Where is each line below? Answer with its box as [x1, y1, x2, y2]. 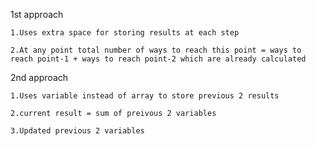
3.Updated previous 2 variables [10, 126, 145, 136]
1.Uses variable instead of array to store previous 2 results [10, 91, 280, 101]
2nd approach [10, 72, 69, 83]
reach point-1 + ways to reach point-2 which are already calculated [10, 54, 307, 64]
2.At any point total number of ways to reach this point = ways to [10, 45, 302, 55]
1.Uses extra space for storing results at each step [10, 28, 240, 38]
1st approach [10, 9, 64, 20]
